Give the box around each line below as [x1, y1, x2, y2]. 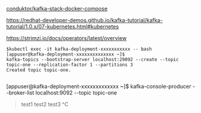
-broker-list [6, 89, 34, 96]
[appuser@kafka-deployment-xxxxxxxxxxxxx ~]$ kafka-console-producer [6, 83, 191, 90]
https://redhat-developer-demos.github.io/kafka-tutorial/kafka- [6, 17, 163, 23]
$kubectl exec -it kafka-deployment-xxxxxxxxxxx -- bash [6, 46, 152, 52]
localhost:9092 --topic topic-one [35, 89, 117, 96]
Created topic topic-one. [6, 67, 71, 73]
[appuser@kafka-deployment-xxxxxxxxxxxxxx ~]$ [6, 51, 125, 57]
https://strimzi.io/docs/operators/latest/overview [6, 35, 127, 41]
